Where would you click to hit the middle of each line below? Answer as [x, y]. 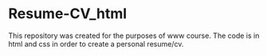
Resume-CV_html [68, 14]
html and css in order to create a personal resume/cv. [96, 43]
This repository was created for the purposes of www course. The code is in [134, 35]
